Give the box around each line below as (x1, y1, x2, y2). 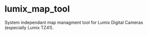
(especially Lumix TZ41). (4, 24, 54, 30)
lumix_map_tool (4, 3, 70, 15)
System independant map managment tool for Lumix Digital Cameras (4, 19, 144, 25)
